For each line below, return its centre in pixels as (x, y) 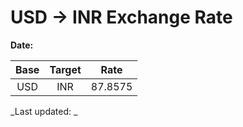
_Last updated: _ (44, 111)
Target (65, 69)
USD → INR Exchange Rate (121, 17)
